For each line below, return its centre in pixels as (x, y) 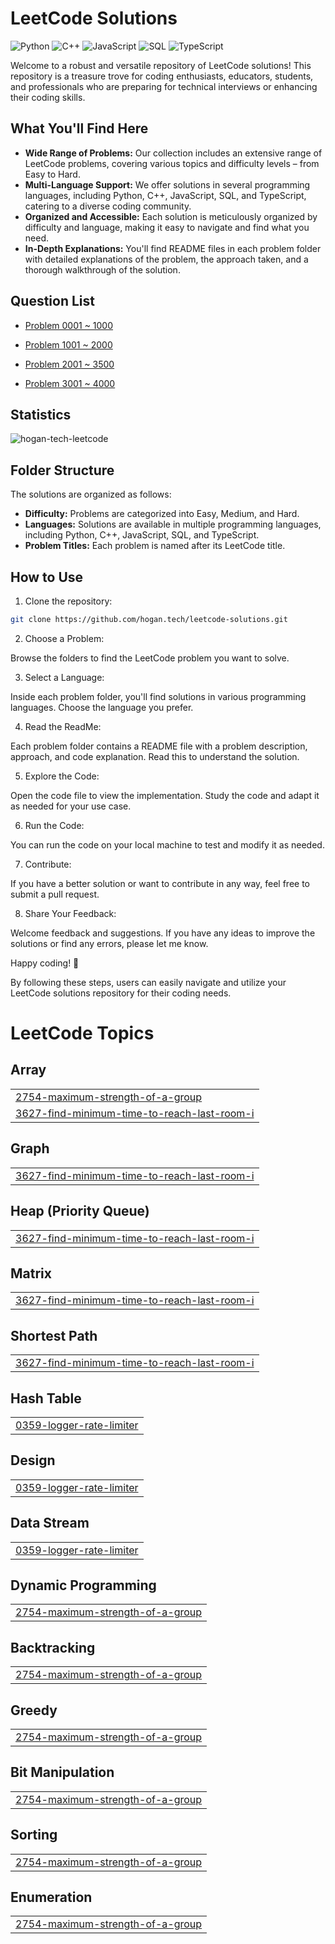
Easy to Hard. (52, 174)
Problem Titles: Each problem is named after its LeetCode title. (155, 546)
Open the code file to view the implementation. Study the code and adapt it (165, 795)
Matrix (31, 1273)
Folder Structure (62, 470)
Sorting (34, 1835)
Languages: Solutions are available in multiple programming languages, (173, 524)
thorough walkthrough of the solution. (102, 269)
